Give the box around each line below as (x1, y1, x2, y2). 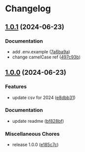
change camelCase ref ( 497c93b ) (12, 54, 81, 60)
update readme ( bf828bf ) (12, 118, 64, 124)
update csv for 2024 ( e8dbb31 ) (12, 95, 76, 101)
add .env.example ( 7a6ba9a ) (12, 49, 70, 54)
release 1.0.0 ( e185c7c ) (12, 142, 59, 148)
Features (5, 83, 27, 90)
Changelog (5, 3, 51, 14)
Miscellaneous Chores (5, 130, 60, 137)
